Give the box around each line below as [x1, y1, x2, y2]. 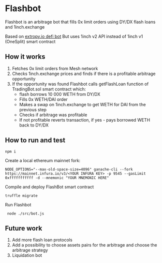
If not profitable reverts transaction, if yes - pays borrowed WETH [19, 117, 150, 123]
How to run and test [5, 136, 66, 144]
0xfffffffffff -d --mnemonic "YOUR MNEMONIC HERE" [5, 175, 109, 180]
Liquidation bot [12, 252, 42, 258]
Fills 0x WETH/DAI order [19, 96, 68, 102]
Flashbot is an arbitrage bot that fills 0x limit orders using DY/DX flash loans [5, 19, 156, 25]
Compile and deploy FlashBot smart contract [5, 184, 94, 189]
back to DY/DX [19, 122, 49, 128]
